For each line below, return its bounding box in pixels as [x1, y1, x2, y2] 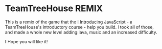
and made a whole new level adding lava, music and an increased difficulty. [5, 29, 158, 35]
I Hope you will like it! [5, 38, 48, 44]
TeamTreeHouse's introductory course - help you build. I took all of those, [5, 24, 154, 30]
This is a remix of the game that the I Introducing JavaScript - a [5, 19, 133, 25]
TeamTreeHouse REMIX [5, 3, 103, 14]
